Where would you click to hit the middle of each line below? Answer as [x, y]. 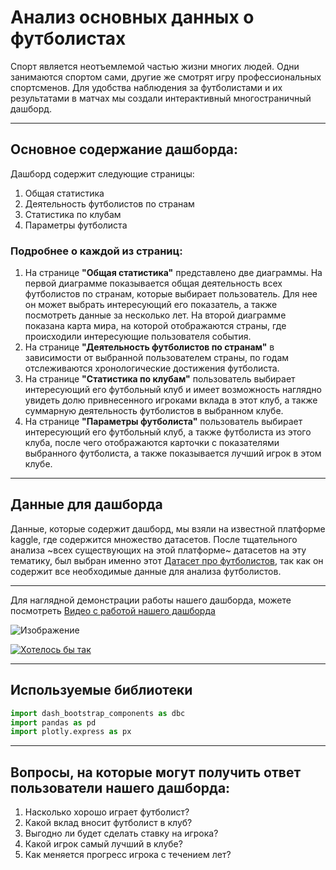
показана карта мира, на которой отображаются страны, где [155, 326]
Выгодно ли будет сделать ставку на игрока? [121, 833]
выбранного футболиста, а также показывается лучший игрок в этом [173, 453]
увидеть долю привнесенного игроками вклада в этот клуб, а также [171, 400]
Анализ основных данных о [132, 17]
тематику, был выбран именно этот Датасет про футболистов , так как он [167, 560]
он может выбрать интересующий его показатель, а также [151, 305]
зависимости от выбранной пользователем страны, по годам [157, 358]
